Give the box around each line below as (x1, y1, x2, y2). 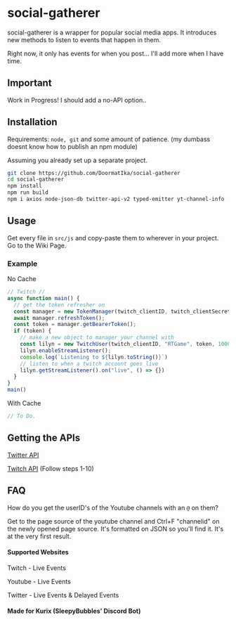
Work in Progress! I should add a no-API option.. (7, 96, 147, 104)
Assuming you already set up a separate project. (7, 156, 147, 164)
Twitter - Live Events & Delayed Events (7, 590, 119, 599)
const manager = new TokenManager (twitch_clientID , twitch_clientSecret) (13, 308, 234, 315)
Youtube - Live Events (7, 577, 72, 585)
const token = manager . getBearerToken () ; (13, 321, 137, 328)
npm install (7, 183, 42, 190)
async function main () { (7, 294, 80, 302)
